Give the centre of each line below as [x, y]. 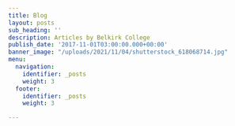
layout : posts [32, 23]
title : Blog [28, 15]
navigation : [35, 67]
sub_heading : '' [35, 30]
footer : [28, 89]
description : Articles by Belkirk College [79, 37]
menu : [17, 60]
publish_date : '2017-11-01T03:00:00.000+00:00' [88, 45]
